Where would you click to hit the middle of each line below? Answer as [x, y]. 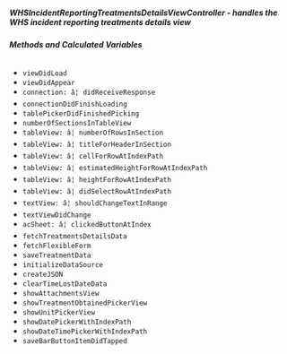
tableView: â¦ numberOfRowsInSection [93, 133]
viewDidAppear [48, 82]
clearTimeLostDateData [65, 284]
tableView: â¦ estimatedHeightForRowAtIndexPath [115, 168]
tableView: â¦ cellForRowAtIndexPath [93, 156]
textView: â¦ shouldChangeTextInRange [95, 203]
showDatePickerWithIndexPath [77, 322]
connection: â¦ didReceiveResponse [89, 92]
